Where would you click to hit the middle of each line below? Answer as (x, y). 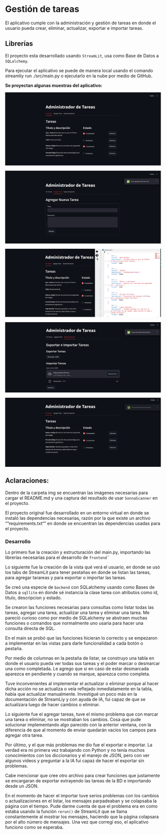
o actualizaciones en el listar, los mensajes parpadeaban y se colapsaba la (81, 801)
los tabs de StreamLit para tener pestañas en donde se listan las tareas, (78, 572)
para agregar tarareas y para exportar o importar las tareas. (66, 578)
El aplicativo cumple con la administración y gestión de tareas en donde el (81, 23)
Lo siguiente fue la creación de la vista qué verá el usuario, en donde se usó (83, 567)
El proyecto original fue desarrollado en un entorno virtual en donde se (77, 513)
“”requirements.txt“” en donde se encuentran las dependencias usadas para (83, 523)
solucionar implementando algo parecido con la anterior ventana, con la (78, 725)
